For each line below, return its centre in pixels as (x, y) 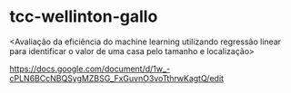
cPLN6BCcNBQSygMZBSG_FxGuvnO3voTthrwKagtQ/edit (117, 78)
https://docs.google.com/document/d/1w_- (90, 69)
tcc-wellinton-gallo (84, 17)
